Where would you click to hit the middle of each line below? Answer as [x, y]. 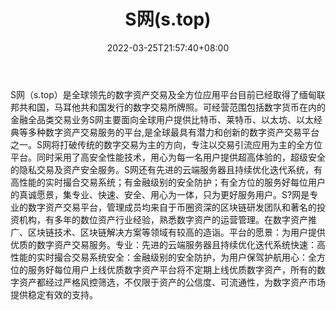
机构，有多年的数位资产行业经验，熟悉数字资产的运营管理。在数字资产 [163, 219]
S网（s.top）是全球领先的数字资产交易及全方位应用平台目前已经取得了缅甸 [163, 94]
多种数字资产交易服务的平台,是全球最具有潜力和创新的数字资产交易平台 [173, 132]
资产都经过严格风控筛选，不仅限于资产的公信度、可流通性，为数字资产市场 [172, 282]
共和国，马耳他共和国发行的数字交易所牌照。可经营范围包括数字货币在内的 [172, 107]
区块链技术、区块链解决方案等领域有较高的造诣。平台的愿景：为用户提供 [176, 232]
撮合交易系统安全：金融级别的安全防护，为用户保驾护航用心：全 [185, 257]
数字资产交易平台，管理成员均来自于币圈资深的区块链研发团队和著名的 [172, 207]
